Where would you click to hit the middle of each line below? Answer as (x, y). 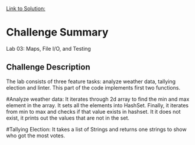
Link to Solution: (26, 9)
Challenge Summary (57, 32)
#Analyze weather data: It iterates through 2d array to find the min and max (98, 99)
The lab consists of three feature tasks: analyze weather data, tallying (91, 81)
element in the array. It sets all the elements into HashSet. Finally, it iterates (97, 105)
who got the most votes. (36, 136)
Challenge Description (48, 67)
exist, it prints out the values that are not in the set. (68, 118)
